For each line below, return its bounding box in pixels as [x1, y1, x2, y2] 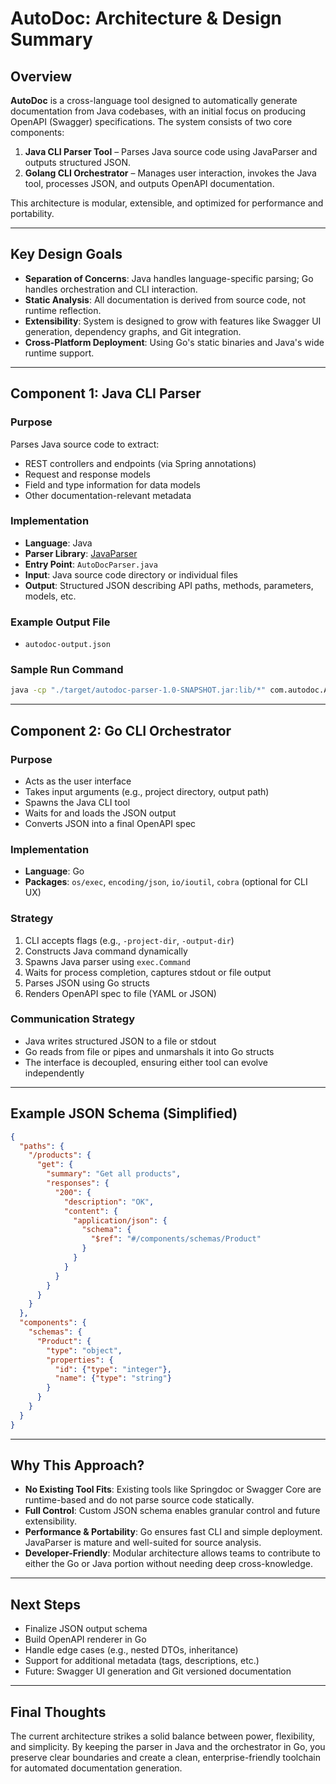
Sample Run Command [10, 663, 124, 677]
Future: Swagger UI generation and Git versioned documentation [24, 1665, 292, 1677]
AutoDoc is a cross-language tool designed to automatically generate [10, 95, 298, 106]
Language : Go [24, 865, 85, 877]
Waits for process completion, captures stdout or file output [24, 966, 272, 978]
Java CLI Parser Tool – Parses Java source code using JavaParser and [24, 146, 318, 157]
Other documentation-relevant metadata [24, 489, 192, 501]
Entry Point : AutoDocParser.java [24, 558, 158, 570]
